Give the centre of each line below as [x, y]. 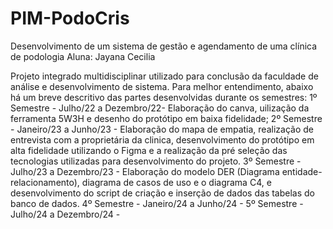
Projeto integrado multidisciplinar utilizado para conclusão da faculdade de [164, 76]
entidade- [302, 171]
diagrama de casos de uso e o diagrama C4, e [176, 182]
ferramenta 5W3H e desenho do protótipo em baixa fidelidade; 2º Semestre [166, 118]
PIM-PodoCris [70, 18]
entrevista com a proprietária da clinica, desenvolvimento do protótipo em [162, 139]
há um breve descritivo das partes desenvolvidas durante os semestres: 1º [164, 97]
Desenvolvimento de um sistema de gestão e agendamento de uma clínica [164, 46]
